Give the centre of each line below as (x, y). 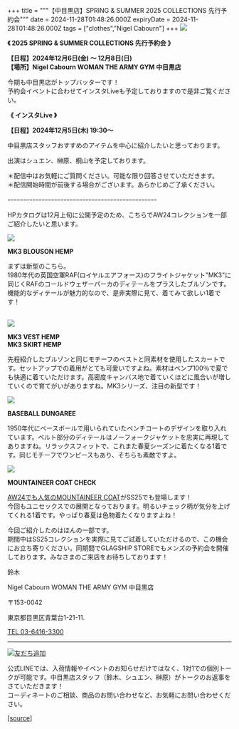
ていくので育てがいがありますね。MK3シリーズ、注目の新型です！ (104, 386)
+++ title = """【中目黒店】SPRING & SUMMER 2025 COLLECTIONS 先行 (114, 10)
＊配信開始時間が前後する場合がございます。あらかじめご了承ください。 (113, 185)
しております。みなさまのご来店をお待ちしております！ (88, 557)
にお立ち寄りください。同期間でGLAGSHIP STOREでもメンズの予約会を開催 (118, 548)
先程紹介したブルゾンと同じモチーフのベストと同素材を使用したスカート (113, 359)
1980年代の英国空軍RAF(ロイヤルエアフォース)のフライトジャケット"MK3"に (119, 275)
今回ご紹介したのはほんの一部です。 (60, 530)
